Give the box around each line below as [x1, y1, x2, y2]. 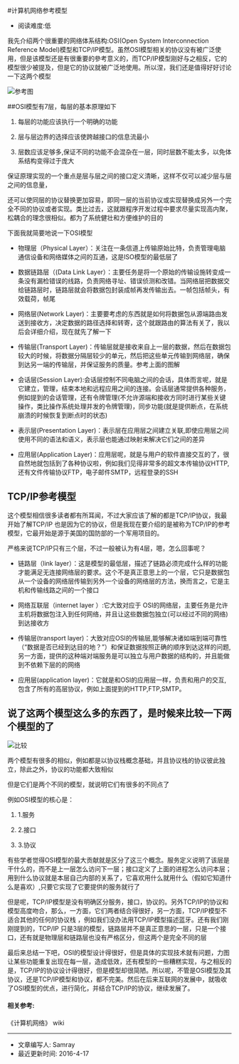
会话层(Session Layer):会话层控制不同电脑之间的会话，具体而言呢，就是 [17, 376, 228, 384]
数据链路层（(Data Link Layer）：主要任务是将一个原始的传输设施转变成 [17, 268, 225, 276]
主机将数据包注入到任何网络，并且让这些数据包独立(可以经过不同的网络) [17, 609, 229, 618]
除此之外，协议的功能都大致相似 [19, 764, 114, 774]
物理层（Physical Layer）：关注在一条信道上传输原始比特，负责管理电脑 [17, 244, 226, 252]
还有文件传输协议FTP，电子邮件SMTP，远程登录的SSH [17, 468, 179, 476]
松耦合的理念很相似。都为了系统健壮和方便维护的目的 [7, 214, 164, 222]
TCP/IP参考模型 [7, 490, 77, 503]
